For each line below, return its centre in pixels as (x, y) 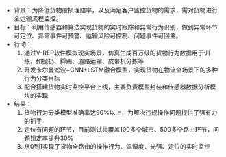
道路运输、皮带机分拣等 (111, 61)
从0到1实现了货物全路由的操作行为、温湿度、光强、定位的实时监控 (117, 146)
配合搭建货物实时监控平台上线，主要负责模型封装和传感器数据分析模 (120, 87)
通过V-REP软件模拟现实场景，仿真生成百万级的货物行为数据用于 (114, 53)
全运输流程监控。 (38, 18)
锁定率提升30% (52, 138)
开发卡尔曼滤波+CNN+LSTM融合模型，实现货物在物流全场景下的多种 (121, 70)
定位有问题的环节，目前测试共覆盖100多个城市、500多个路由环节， (118, 129)
